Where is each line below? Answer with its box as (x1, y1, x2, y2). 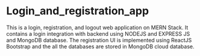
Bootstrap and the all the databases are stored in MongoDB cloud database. (6, 43, 195, 50)
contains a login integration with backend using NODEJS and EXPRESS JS (6, 30, 190, 37)
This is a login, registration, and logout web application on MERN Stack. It (6, 24, 189, 31)
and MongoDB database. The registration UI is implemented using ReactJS (6, 36, 192, 43)
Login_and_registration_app (6, 4, 149, 18)
